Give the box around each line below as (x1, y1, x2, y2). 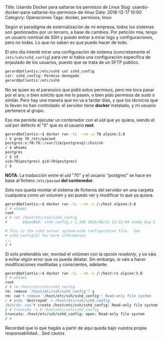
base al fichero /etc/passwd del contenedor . (5, 177, 94, 183)
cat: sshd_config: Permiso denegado (5, 73, 79, 78)
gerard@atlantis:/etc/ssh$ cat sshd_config (5, 69, 95, 74)
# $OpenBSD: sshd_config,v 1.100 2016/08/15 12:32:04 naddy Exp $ (5, 220, 156, 225)
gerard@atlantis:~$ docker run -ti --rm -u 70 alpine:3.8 (5, 131, 125, 136)
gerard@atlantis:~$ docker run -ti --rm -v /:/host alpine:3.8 (5, 201, 136, 207)
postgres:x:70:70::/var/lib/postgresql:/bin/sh (5, 141, 104, 146)
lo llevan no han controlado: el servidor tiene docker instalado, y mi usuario (5, 102, 157, 108)
